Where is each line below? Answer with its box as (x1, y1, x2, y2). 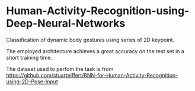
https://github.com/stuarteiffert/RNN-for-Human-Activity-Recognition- (6, 71, 178, 79)
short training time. (6, 54, 53, 61)
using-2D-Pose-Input (6, 78, 58, 85)
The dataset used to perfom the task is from (6, 65, 114, 72)
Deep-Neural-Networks (6, 17, 126, 30)
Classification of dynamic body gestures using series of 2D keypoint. (6, 36, 175, 43)
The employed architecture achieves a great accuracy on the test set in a (6, 47, 185, 54)
